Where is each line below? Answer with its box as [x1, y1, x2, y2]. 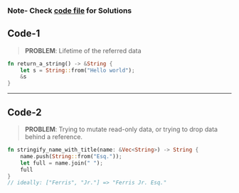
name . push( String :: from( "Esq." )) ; [20, 153, 122, 160]
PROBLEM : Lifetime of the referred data [24, 46, 142, 55]
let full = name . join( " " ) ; [20, 159, 103, 167]
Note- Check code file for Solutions [7, 6, 132, 16]
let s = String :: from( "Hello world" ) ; [20, 67, 135, 74]
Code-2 [7, 106, 42, 118]
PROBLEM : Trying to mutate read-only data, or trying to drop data [24, 125, 218, 133]
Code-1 [7, 28, 41, 40]
